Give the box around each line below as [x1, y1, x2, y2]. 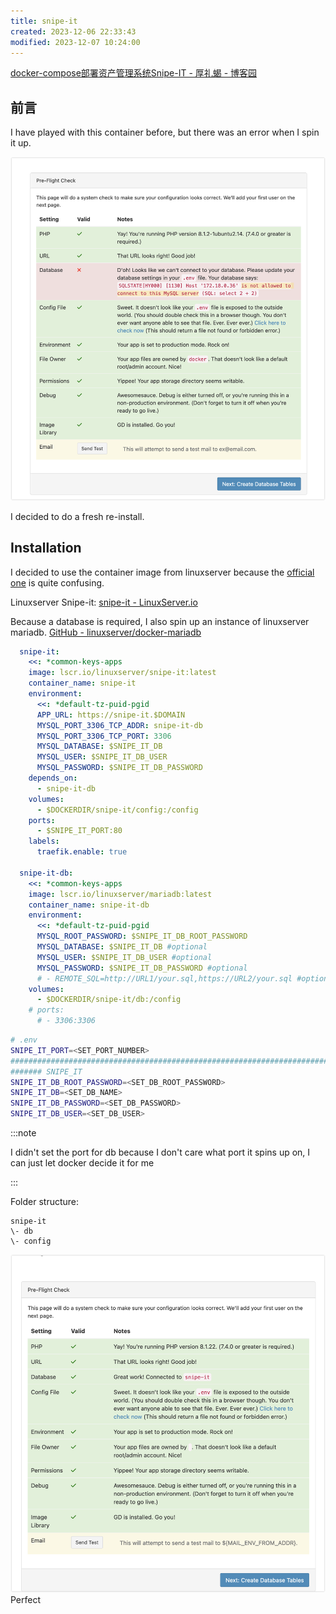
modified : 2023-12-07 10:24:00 [10, 37, 141, 47]
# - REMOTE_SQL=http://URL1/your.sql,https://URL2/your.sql [36, 973, 293, 984]
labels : [28, 836, 60, 847]
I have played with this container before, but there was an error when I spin [10, 126, 320, 139]
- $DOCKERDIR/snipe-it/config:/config [36, 805, 199, 815]
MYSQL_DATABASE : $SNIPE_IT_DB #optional [36, 942, 208, 952]
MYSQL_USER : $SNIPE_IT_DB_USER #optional [36, 952, 213, 962]
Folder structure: [10, 1196, 80, 1208]
